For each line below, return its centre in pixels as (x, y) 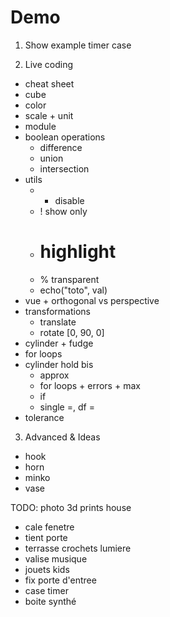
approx (54, 375)
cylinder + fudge (59, 343)
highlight (78, 252)
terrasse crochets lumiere (78, 548)
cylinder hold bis (59, 364)
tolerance (44, 417)
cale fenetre (49, 527)
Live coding (49, 64)
